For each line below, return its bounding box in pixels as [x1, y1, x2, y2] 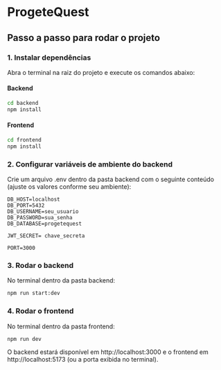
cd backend [7, 100, 39, 107]
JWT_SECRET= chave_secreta [7, 233, 85, 239]
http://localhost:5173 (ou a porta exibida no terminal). [7, 355, 159, 364]
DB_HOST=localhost [7, 196, 60, 203]
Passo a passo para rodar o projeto [7, 32, 161, 44]
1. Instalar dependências [7, 53, 91, 62]
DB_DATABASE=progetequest [7, 220, 82, 228]
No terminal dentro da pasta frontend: [7, 322, 116, 330]
